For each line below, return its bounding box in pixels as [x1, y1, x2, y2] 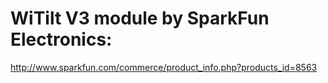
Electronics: [10, 28, 113, 51]
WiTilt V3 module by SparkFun [10, 7, 270, 30]
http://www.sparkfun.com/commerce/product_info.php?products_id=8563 [10, 61, 318, 73]
